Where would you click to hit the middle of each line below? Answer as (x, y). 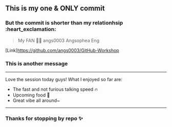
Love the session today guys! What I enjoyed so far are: (64, 79)
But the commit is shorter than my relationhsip (64, 23)
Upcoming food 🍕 (31, 95)
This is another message (37, 63)
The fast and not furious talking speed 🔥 (55, 89)
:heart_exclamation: (31, 29)
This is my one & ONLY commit (55, 8)
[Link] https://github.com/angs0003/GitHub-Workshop (62, 50)
